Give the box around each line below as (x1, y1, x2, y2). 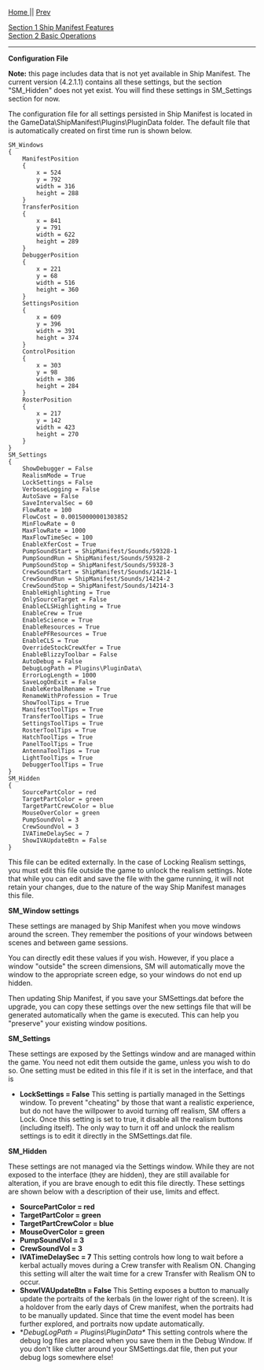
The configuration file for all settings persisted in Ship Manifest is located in (8, 109, 253, 118)
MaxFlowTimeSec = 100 (22, 534, 93, 541)
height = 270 (36, 430, 79, 438)
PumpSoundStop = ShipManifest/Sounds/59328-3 (22, 561, 174, 569)
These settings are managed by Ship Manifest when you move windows (8, 921, 241, 930)
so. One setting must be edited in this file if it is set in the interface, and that (8, 1066, 253, 1075)
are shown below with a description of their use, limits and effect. (8, 1187, 220, 1196)
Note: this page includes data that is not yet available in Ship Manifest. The (8, 69, 251, 78)
